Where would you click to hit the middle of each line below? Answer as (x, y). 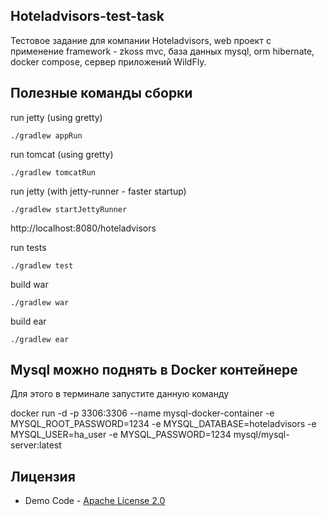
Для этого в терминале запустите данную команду (120, 394)
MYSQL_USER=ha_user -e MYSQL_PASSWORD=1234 (121, 435)
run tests (28, 247)
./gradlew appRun (46, 135)
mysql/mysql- (261, 435)
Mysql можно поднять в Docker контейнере (154, 370)
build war (29, 284)
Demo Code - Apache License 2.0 (95, 501)
